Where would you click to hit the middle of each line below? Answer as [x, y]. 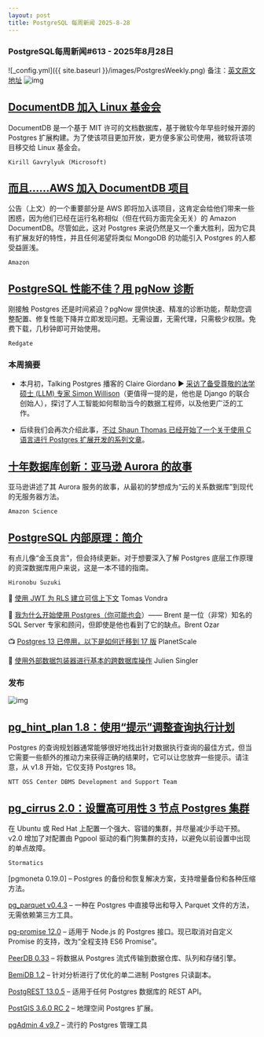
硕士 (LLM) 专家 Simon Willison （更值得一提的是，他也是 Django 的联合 [134, 393]
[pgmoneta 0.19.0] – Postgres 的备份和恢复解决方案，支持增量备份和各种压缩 [132, 879]
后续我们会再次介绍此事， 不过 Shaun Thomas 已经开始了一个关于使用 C [135, 430]
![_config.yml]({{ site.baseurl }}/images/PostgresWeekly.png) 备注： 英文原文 [132, 70]
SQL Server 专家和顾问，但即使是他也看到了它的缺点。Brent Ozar [114, 625]
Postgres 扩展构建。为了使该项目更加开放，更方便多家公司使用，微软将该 [127, 137]
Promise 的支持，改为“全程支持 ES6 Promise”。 [85, 942]
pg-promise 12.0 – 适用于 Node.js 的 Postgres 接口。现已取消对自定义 [121, 932]
